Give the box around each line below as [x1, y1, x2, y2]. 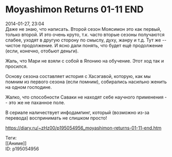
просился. [5, 63, 28, 69]
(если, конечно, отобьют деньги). [5, 48, 79, 54]
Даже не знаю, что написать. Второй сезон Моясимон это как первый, [5, 26, 162, 32]
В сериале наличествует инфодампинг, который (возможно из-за [5, 109, 150, 115]
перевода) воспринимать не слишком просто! [5, 114, 107, 121]
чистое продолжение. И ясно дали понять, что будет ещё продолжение [5, 42, 163, 48]
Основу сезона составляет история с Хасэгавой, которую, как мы [5, 73, 151, 79]
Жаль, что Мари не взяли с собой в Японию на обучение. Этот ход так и [5, 57, 164, 64]
